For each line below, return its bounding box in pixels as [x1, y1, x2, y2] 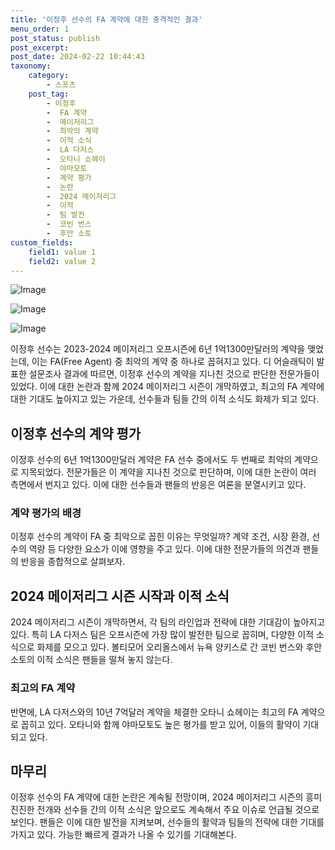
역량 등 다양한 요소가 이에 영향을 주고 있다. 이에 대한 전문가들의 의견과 [28, 543, 301, 555]
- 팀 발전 [46, 210, 85, 220]
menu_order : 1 [10, 24, 70, 34]
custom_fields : [10, 237, 74, 248]
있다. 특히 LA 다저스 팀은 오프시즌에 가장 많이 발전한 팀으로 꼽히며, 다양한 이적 [10, 629, 315, 641]
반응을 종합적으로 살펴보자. [20, 556, 126, 568]
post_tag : [28, 89, 70, 99]
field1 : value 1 [28, 247, 97, 257]
